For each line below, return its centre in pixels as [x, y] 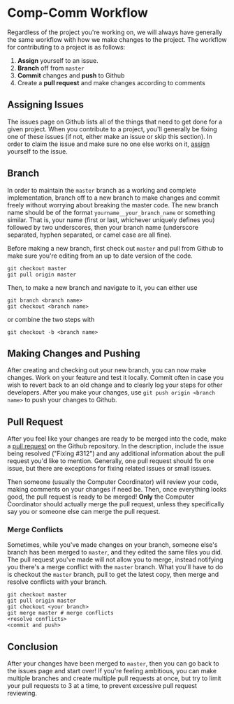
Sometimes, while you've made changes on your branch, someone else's [112, 545]
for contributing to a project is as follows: [66, 47]
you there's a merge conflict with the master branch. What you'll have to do [115, 567]
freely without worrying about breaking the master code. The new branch [113, 205]
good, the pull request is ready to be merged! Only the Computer [101, 497]
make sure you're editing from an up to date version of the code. [100, 256]
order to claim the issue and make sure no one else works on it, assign [109, 144]
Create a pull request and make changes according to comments [111, 82]
